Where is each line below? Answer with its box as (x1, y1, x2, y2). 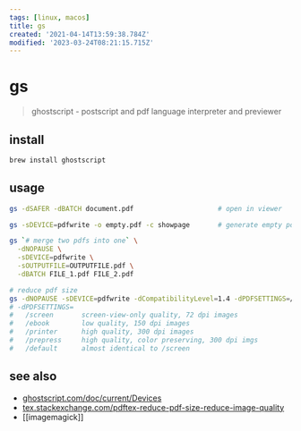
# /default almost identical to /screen (9, 343, 191, 353)
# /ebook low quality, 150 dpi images (9, 319, 191, 328)
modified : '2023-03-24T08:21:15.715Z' (9, 38, 154, 47)
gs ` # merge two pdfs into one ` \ (9, 236, 139, 246)
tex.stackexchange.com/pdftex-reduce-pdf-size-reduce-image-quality (21, 401, 285, 412)
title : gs (9, 21, 47, 30)
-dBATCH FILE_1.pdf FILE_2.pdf (17, 269, 134, 278)
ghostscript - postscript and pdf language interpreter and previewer (30, 106, 282, 117)
